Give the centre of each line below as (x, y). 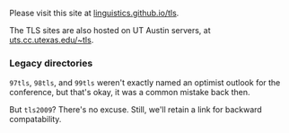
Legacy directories (51, 63)
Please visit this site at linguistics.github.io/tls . (94, 13)
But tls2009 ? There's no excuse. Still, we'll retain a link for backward (136, 110)
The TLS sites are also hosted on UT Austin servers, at (110, 30)
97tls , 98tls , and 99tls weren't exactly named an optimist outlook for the (145, 83)
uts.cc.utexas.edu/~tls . (52, 40)
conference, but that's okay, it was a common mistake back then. (130, 93)
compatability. (35, 120)
